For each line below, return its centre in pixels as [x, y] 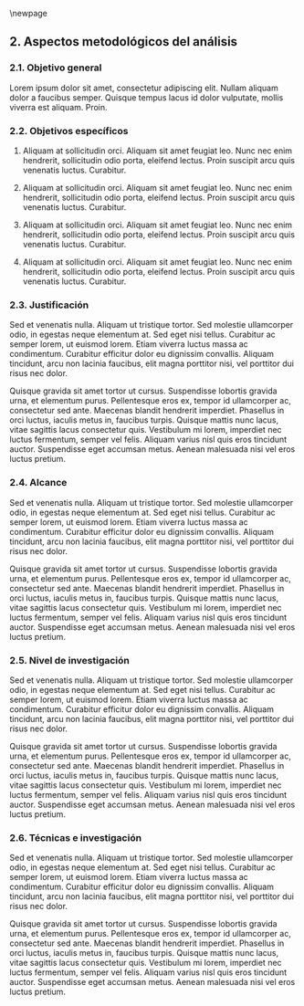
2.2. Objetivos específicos [69, 131]
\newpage [29, 13]
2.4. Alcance [38, 483]
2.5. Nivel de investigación [69, 660]
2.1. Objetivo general [56, 68]
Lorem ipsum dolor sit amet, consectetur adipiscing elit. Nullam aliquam [144, 88]
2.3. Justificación [49, 305]
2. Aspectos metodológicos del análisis [124, 42]
